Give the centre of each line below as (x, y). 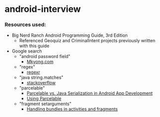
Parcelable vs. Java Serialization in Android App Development (90, 93)
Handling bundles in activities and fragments (72, 109)
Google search (27, 51)
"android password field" (45, 57)
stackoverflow (41, 83)
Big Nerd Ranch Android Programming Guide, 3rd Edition (70, 35)
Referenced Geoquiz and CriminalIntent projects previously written (87, 41)
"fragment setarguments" (45, 104)
